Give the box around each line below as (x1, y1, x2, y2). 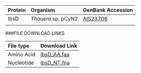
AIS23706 (82, 15, 108, 22)
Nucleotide (8, 59, 34, 66)
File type (8, 42, 30, 49)
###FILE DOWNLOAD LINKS (5, 30, 65, 36)
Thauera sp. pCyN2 (30, 15, 78, 22)
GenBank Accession (82, 7, 133, 13)
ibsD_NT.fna (40, 59, 70, 66)
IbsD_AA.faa (40, 51, 70, 58)
